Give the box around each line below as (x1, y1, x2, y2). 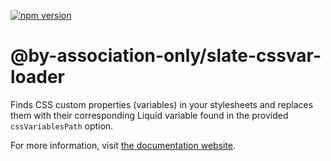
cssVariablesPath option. (10, 120, 114, 132)
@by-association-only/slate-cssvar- (10, 45, 322, 67)
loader (10, 66, 66, 89)
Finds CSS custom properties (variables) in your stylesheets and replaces (10, 98, 314, 110)
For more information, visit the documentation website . (10, 139, 237, 151)
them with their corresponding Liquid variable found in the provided (10, 109, 289, 121)
